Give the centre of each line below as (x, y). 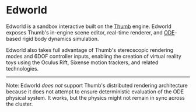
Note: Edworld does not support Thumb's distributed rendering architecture (97, 85)
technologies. (22, 68)
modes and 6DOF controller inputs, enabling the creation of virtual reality (94, 56)
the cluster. (20, 104)
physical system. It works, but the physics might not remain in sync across (95, 97)
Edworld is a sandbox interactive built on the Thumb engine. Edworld (89, 26)
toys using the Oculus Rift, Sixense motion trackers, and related (82, 62)
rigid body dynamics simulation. (61, 38)
